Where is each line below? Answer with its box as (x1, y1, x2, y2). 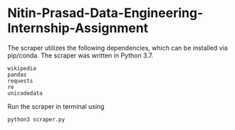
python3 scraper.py (7, 116, 66, 123)
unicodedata (7, 90, 43, 97)
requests (7, 77, 33, 85)
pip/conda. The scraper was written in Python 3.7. (7, 51, 154, 60)
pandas (7, 71, 27, 78)
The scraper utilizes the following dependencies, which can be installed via (7, 43, 228, 52)
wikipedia (7, 65, 37, 72)
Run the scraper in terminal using (7, 102, 105, 111)
